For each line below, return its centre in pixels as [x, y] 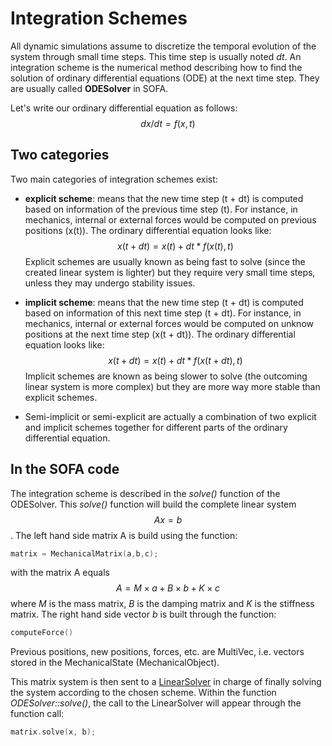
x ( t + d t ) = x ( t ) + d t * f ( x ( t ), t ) [175, 246]
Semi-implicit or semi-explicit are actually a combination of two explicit [170, 416]
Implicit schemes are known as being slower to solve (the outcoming [166, 376]
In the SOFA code [65, 469]
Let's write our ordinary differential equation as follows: [124, 108]
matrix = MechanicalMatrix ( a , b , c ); [84, 553]
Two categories [60, 155]
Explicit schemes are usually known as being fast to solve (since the [165, 261]
